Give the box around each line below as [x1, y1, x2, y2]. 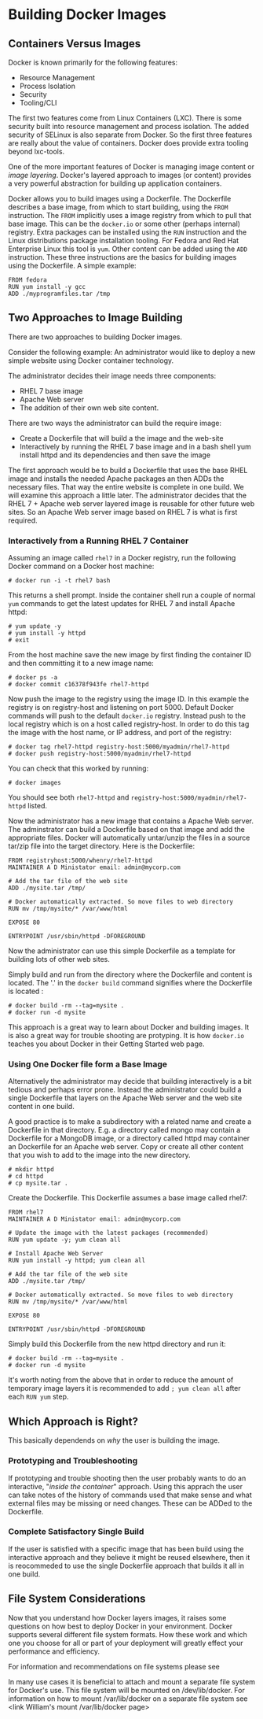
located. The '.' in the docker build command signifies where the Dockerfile [8, 978, 253, 988]
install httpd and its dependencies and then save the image [19, 450, 210, 460]
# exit [8, 636, 30, 645]
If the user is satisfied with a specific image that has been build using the [8, 1544, 244, 1554]
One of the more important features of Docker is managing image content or [8, 162, 255, 171]
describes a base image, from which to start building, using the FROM [8, 202, 228, 212]
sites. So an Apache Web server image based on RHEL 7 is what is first [8, 507, 238, 516]
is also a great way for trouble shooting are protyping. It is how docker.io [8, 1031, 245, 1041]
